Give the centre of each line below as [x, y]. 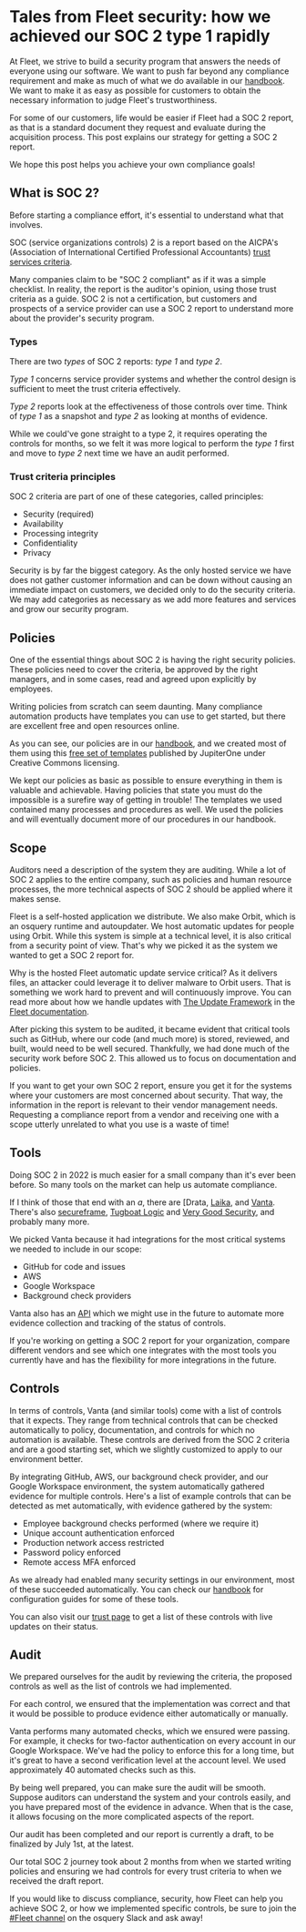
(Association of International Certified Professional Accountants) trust [140, 251]
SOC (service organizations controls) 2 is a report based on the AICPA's [144, 242]
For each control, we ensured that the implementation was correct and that [150, 1704]
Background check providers [77, 1295]
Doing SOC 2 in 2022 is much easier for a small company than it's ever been [153, 1175]
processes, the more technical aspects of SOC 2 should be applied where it [151, 889]
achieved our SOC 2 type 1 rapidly [140, 36]
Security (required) [58, 514]
